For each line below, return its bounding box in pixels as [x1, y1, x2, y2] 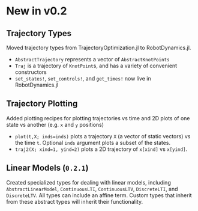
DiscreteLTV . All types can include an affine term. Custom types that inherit [6, 191, 192, 199]
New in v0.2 [6, 4, 67, 18]
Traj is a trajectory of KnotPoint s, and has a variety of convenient [14, 62, 178, 69]
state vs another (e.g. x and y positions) [6, 121, 104, 128]
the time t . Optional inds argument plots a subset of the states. [14, 139, 171, 146]
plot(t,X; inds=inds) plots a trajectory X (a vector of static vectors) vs [14, 132, 191, 139]
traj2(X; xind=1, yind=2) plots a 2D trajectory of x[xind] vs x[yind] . [14, 145, 188, 153]
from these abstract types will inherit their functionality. [6, 198, 143, 205]
